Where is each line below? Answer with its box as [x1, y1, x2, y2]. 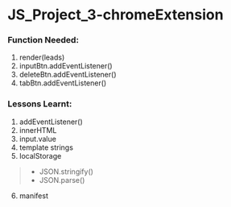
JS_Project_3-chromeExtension [7, 6, 224, 24]
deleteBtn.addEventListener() [19, 70, 117, 80]
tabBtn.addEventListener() [19, 78, 107, 88]
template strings [19, 143, 74, 152]
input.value [19, 134, 57, 143]
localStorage [19, 151, 62, 160]
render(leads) [19, 52, 65, 62]
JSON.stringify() [39, 167, 94, 176]
